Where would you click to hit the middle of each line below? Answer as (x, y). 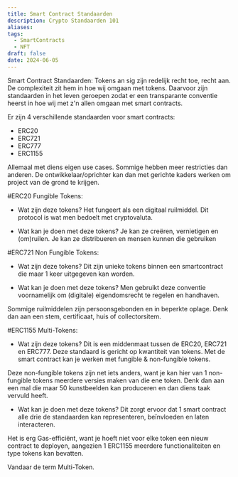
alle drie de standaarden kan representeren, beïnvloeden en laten (113, 417)
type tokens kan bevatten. (45, 453)
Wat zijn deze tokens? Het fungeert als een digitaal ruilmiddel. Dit (113, 210)
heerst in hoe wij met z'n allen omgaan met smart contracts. (95, 103)
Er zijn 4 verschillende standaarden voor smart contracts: (91, 117)
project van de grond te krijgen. (53, 182)
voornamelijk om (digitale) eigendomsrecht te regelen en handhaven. (119, 295)
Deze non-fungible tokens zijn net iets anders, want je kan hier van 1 (107, 373)
